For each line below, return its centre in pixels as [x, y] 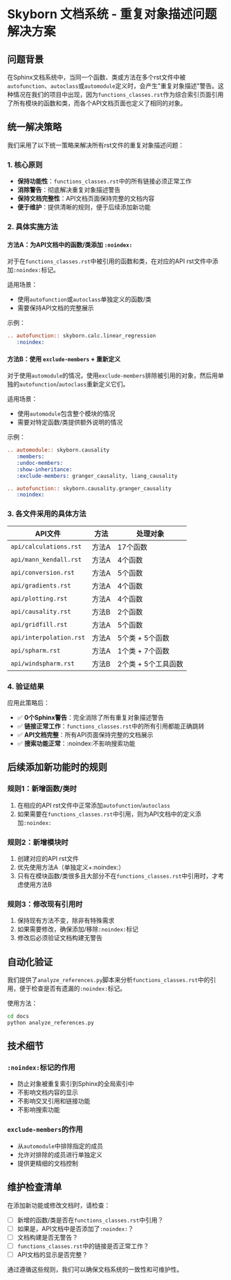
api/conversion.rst [43, 572]
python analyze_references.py [51, 1022]
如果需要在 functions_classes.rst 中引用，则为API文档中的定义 [106, 814]
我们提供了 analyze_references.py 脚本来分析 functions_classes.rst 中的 [109, 980]
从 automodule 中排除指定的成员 [60, 1146]
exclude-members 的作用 [45, 1130]
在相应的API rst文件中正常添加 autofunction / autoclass [94, 805]
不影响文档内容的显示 [47, 1092]
